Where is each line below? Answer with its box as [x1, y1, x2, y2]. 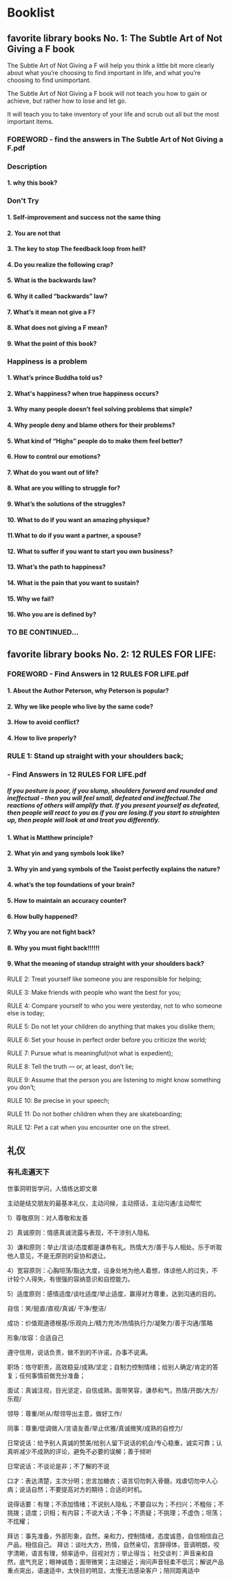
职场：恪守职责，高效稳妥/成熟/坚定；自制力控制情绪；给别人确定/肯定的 [7, 1362, 213, 1371]
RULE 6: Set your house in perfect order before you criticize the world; [7, 1035, 207, 1044]
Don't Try [7, 196, 39, 206]
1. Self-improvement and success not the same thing [7, 212, 161, 221]
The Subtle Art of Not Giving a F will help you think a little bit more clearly [7, 61, 214, 70]
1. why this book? [7, 179, 58, 187]
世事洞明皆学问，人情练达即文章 [7, 1184, 98, 1193]
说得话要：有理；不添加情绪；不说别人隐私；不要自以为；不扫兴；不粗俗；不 [7, 1500, 224, 1508]
